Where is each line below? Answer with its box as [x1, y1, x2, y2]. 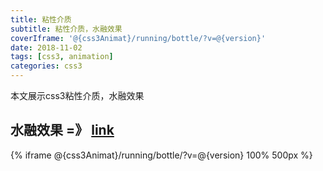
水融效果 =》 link [10, 122, 115, 139]
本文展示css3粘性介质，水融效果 [10, 90, 145, 101]
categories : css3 [10, 61, 83, 71]
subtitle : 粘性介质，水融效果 [10, 24, 123, 34]
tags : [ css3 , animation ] [10, 52, 114, 62]
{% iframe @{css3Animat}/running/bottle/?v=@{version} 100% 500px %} [10, 149, 313, 161]
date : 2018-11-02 [10, 42, 83, 53]
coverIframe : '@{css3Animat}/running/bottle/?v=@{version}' [10, 33, 267, 43]
